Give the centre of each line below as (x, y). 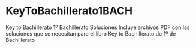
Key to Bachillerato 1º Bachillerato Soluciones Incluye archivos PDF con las (98, 27)
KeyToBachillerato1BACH (69, 11)
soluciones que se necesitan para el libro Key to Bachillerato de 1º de (91, 33)
